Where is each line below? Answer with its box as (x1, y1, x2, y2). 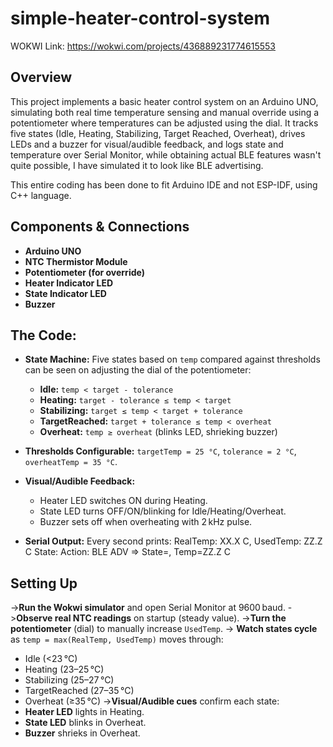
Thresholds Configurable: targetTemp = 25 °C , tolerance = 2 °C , (24, 445, 297, 457)
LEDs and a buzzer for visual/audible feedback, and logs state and (10, 138, 284, 150)
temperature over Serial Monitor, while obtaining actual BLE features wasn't (10, 148, 322, 161)
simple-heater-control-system (10, 7, 270, 30)
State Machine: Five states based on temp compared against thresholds (24, 353, 321, 366)
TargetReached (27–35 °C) (24, 685, 135, 697)
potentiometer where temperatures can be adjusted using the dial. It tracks (10, 117, 319, 129)
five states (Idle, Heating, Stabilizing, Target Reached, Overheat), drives (10, 127, 306, 139)
